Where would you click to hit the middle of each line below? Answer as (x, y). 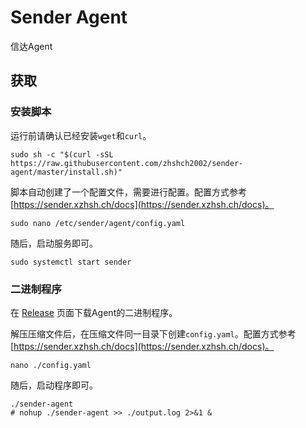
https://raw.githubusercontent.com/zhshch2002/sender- (127, 163)
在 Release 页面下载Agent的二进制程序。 (94, 312)
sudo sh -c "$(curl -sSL (62, 154)
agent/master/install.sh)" (66, 172)
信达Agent (31, 46)
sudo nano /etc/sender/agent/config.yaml (98, 223)
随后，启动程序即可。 (54, 385)
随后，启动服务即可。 (54, 243)
